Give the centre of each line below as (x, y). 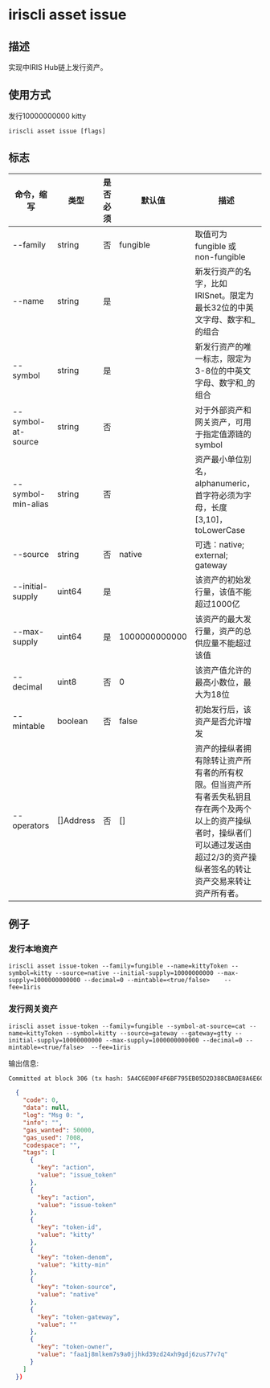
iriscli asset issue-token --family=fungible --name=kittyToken (118, 966)
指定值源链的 (227, 434)
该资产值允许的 (223, 670)
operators (31, 825)
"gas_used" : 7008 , (53, 1138)
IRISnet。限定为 (225, 295)
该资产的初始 (219, 579)
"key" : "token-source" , (77, 1288)
